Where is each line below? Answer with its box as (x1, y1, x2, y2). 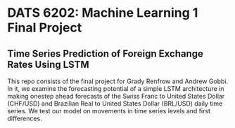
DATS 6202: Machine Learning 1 (7, 5, 198, 21)
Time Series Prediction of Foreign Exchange (7, 48, 204, 59)
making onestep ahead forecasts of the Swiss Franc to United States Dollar (7, 92, 225, 100)
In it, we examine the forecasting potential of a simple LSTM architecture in (7, 85, 224, 92)
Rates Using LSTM (7, 58, 89, 71)
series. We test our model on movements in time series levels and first (7, 107, 211, 115)
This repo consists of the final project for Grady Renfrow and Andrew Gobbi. (7, 77, 229, 85)
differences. (7, 114, 42, 122)
